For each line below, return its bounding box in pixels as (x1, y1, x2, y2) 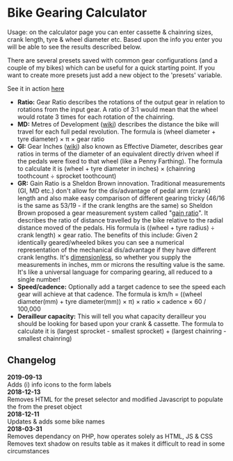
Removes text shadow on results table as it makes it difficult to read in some (7, 439, 225, 448)
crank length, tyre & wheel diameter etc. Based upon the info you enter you (7, 35, 223, 43)
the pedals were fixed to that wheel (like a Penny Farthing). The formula (17, 156, 223, 165)
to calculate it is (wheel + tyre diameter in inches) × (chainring (17, 164, 196, 172)
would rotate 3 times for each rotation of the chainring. (17, 113, 175, 121)
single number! (17, 275, 61, 283)
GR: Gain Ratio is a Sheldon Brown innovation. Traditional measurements (17, 179, 225, 187)
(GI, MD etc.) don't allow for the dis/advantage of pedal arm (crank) (17, 186, 211, 195)
